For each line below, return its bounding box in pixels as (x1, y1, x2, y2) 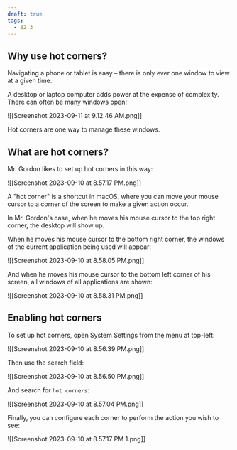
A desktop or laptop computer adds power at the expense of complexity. (7, 90, 219, 99)
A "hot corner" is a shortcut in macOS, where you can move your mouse (7, 193, 219, 200)
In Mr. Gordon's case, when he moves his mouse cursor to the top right (7, 214, 216, 222)
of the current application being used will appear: (7, 242, 151, 251)
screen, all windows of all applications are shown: (7, 278, 153, 286)
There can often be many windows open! (7, 97, 128, 107)
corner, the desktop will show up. (7, 221, 105, 230)
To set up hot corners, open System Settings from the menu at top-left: (7, 331, 215, 339)
